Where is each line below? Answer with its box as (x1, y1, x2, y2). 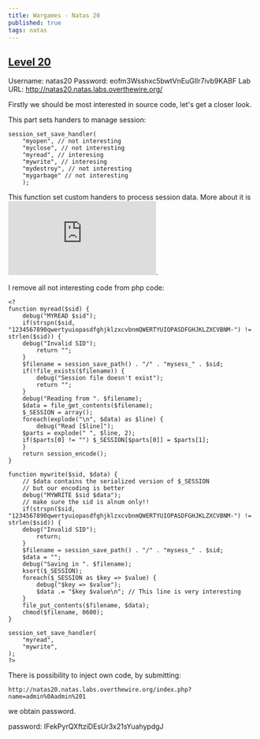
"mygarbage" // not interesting (22, 172, 128, 180)
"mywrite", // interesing (22, 158, 108, 166)
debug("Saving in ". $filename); (22, 560, 132, 568)
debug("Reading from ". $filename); (22, 395, 143, 403)
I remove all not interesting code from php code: (8, 283, 165, 292)
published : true (8, 19, 61, 27)
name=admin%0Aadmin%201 (8, 693, 87, 701)
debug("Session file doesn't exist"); (36, 374, 164, 382)
